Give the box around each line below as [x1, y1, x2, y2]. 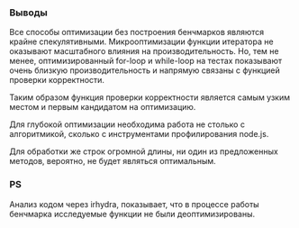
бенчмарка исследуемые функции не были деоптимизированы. [9, 208, 256, 219]
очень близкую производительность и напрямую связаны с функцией [9, 65, 281, 76]
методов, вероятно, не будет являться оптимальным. [9, 156, 216, 167]
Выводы [9, 6, 48, 19]
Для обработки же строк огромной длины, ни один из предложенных [9, 146, 279, 157]
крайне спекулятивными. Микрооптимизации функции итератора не [9, 36, 274, 47]
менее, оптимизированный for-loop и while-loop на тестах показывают [9, 56, 282, 67]
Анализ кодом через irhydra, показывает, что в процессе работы [9, 198, 259, 209]
